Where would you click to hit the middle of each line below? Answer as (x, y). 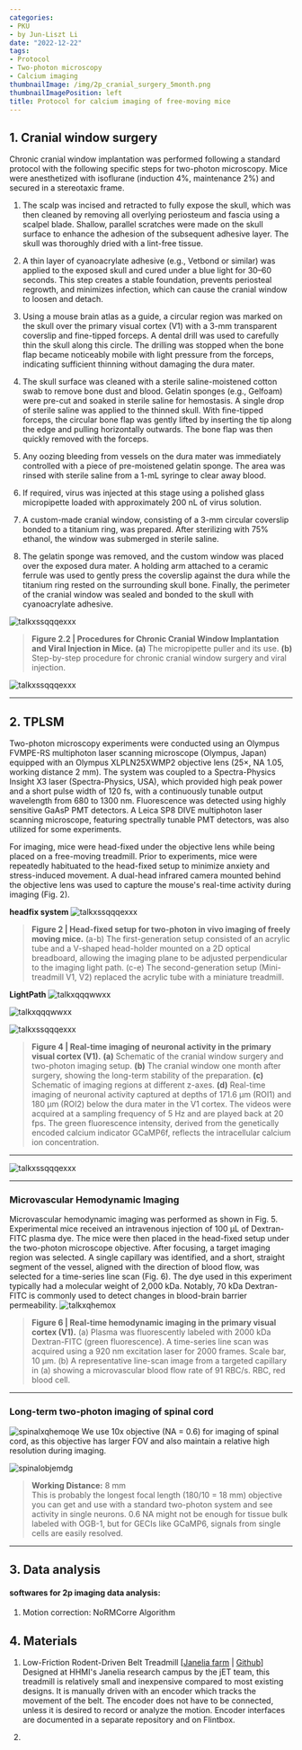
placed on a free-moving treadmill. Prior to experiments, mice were (133, 856)
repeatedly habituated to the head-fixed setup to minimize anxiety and (140, 866)
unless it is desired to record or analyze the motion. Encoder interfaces (154, 1710)
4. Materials (44, 1641)
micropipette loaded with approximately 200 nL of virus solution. (142, 502)
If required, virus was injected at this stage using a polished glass (143, 493)
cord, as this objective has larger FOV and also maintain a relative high (139, 1441)
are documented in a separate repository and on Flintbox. (129, 1719)
